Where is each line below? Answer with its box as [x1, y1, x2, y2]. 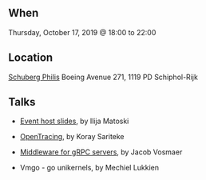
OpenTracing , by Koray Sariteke [19, 132, 125, 142]
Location [8, 51, 53, 65]
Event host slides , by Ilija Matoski [19, 116, 129, 126]
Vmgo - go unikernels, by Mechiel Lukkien [19, 163, 160, 173]
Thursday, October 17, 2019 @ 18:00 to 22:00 [8, 27, 156, 37]
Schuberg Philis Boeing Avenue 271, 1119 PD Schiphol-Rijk [8, 72, 198, 82]
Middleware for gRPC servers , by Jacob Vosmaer [19, 147, 183, 157]
